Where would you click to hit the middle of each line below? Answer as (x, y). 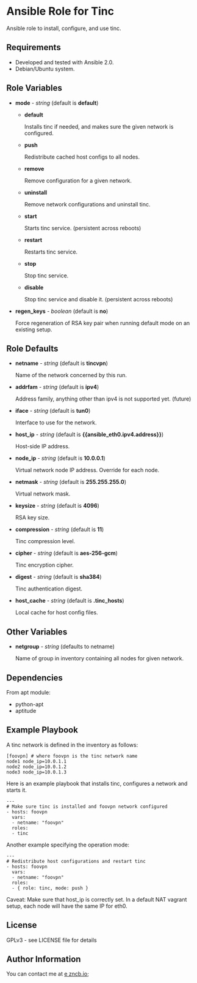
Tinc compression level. (45, 541)
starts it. (17, 790)
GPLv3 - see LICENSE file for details (52, 940)
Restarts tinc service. (51, 252)
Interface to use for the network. (56, 423)
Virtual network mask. (43, 494)
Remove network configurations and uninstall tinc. (87, 204)
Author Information (44, 959)
